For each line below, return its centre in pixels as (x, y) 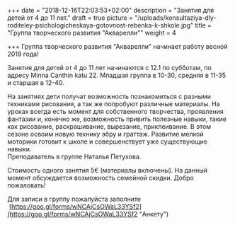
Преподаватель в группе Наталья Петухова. (74, 156)
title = (204, 25)
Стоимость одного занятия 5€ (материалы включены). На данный (107, 170)
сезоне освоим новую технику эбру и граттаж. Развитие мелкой (105, 134)
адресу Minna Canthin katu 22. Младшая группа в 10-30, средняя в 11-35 (117, 75)
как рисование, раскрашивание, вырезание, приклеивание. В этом (109, 126)
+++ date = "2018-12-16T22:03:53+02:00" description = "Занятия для (111, 10)
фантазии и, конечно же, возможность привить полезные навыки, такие (117, 119)
